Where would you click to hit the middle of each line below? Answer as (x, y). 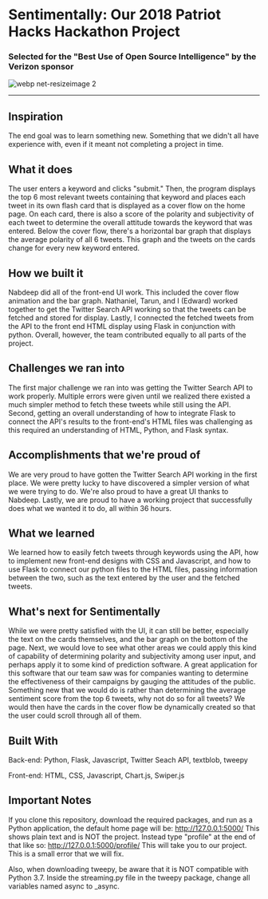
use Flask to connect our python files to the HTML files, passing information (133, 569)
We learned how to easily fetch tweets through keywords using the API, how (134, 552)
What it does (41, 169)
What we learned (51, 533)
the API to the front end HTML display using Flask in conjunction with (122, 326)
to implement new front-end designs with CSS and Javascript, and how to (130, 561)
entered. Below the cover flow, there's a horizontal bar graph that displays (130, 231)
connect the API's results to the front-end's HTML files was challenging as (130, 422)
